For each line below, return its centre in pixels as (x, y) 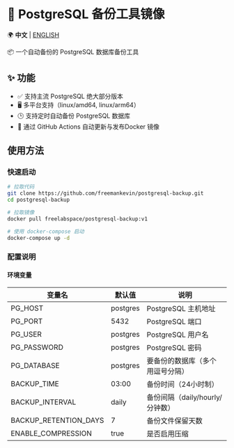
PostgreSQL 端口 (174, 321)
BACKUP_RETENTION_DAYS (57, 420)
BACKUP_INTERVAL (44, 402)
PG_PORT (27, 321)
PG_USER (26, 334)
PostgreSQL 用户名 (178, 335)
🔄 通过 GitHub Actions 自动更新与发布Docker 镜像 (88, 127)
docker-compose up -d (39, 238)
